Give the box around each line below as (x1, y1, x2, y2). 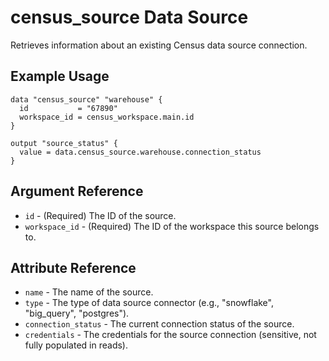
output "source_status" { (10, 138, 118, 148)
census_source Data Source (10, 6, 249, 29)
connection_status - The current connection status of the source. (24, 318, 295, 330)
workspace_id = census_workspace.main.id (19, 112, 195, 122)
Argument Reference (10, 183, 144, 200)
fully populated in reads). (24, 339, 128, 351)
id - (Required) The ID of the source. (24, 209, 177, 221)
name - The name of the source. (24, 286, 154, 298)
